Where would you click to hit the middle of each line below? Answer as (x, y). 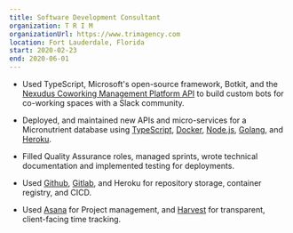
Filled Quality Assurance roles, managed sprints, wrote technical (140, 156)
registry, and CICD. (57, 193)
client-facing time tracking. (71, 219)
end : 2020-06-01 (39, 59)
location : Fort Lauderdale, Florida (77, 42)
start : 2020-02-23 (43, 51)
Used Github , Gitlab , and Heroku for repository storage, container (142, 183)
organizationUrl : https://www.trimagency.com (95, 34)
